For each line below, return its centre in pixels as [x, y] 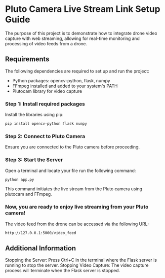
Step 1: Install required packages [45, 104]
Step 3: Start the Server [34, 160]
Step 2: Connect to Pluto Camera [45, 136]
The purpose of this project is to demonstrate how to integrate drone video [81, 33]
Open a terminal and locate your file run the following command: [71, 171]
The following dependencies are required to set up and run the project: [77, 71]
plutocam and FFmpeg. [29, 194]
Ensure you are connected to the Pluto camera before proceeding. [72, 147]
